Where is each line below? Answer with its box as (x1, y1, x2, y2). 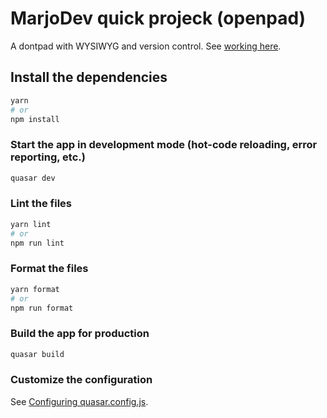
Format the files (10, 262, 89, 276)
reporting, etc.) (10, 150, 86, 164)
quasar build (10, 349, 65, 359)
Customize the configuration (10, 373, 153, 387)
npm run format (10, 303, 74, 313)
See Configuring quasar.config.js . (10, 395, 149, 407)
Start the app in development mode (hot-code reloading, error (10, 138, 318, 152)
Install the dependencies (10, 69, 168, 86)
